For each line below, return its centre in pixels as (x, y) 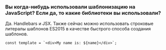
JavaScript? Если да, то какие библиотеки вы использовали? (83, 13)
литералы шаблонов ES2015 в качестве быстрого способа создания (78, 29)
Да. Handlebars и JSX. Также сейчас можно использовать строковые (79, 24)
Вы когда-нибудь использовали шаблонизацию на (70, 7)
